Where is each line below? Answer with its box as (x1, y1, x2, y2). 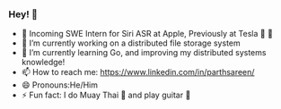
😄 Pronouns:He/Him (21, 80, 99, 90)
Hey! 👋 (8, 8, 38, 21)
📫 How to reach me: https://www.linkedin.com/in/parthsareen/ (21, 67, 255, 78)
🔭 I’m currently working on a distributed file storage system (21, 38, 241, 48)
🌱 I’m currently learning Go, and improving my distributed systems (21, 47, 267, 58)
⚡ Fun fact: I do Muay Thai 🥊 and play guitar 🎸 (21, 89, 191, 101)
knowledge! (21, 57, 66, 68)
